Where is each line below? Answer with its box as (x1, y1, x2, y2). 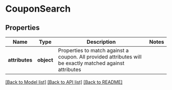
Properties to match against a (58, 47, 129, 54)
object (37, 56, 54, 64)
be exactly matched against (58, 59, 124, 67)
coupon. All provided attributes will (58, 53, 142, 60)
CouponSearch (5, 3, 71, 15)
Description (87, 39, 116, 45)
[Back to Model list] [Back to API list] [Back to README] (5, 79, 123, 85)
